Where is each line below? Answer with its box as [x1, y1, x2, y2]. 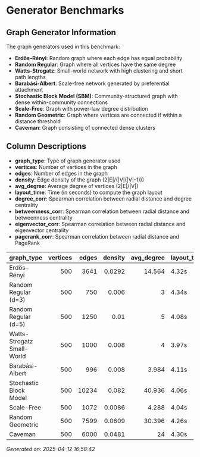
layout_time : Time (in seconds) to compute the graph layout [14, 189, 162, 196]
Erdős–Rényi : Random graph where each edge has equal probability [14, 55, 183, 61]
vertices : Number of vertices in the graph [14, 163, 117, 170]
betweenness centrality [14, 214, 73, 221]
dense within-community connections [14, 99, 108, 106]
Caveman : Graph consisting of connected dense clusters [14, 124, 156, 131]
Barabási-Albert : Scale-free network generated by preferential [14, 80, 170, 87]
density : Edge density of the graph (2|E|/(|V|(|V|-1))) [14, 176, 145, 183]
